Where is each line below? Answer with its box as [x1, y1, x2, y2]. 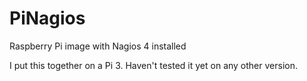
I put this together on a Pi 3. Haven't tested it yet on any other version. [9, 59, 298, 71]
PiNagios [9, 7, 86, 30]
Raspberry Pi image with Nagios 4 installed [9, 40, 187, 52]
